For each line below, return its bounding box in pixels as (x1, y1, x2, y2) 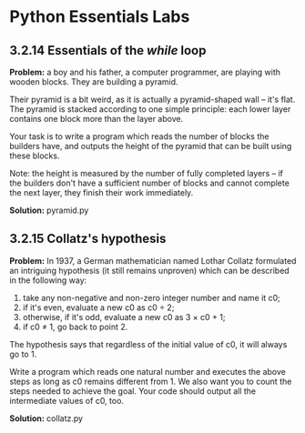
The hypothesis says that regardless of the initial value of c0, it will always (9, 338, 288, 349)
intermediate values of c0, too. (9, 395, 125, 406)
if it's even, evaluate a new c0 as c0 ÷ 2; (22, 302, 175, 313)
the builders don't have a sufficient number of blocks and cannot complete (9, 177, 290, 188)
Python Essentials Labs (9, 6, 190, 27)
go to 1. (9, 348, 37, 359)
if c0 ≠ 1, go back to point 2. (22, 321, 128, 332)
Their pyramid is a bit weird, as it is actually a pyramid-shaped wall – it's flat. (9, 94, 296, 105)
